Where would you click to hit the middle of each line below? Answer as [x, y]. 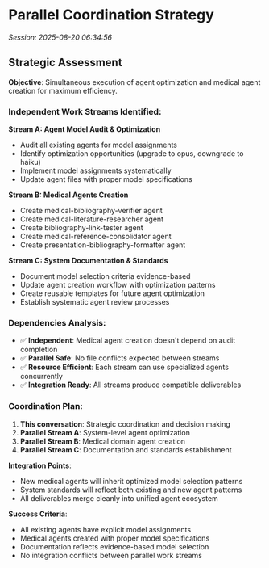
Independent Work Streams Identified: [85, 111]
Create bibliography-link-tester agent [81, 228]
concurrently [41, 377]
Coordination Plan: [46, 406]
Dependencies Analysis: [57, 322]
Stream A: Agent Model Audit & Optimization [85, 129]
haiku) [31, 162]
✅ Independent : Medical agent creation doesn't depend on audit [128, 340]
